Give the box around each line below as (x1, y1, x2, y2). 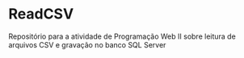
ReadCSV (8, 5, 74, 23)
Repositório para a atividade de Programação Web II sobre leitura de (8, 31, 236, 41)
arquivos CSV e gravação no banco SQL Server (8, 39, 166, 49)
